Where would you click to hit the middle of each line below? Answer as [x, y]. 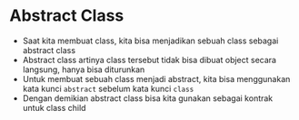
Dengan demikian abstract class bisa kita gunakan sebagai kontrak [148, 98]
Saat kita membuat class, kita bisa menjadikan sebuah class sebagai [150, 41]
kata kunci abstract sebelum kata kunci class [108, 88]
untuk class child [54, 107]
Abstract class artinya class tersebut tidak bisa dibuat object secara [149, 60]
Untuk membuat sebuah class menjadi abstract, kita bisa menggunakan [156, 78]
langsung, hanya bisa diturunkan [84, 69]
